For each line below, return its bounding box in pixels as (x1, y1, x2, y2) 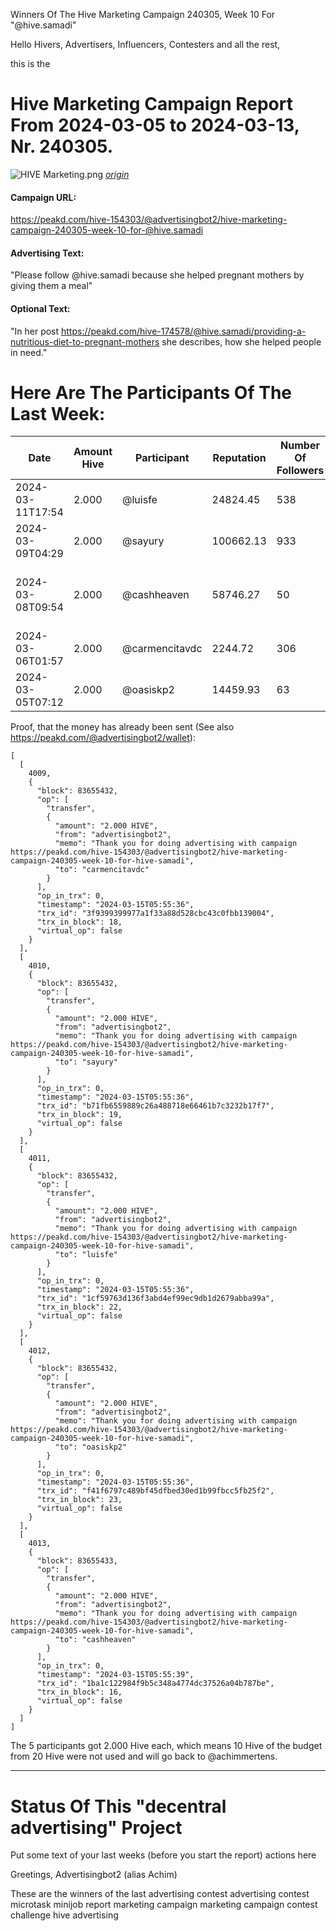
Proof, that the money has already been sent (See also (10, 721, 235, 733)
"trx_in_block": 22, (36, 1302, 123, 1313)
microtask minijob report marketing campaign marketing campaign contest (10, 1899, 318, 1911)
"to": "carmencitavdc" (54, 865, 150, 875)
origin (104, 168, 130, 180)
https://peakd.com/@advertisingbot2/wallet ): (10, 732, 196, 744)
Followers (276, 464, 325, 478)
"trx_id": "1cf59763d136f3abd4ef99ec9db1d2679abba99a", (36, 1294, 275, 1304)
